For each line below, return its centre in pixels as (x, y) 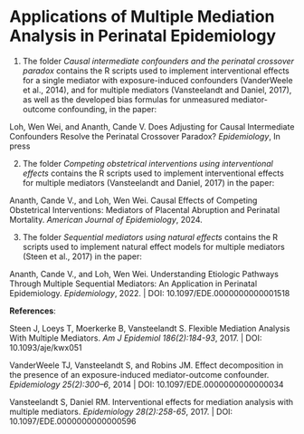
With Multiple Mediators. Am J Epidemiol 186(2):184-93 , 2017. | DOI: (136, 338)
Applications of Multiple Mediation (142, 17)
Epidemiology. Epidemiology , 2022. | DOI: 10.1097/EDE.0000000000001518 (150, 293)
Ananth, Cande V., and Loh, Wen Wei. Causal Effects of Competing (133, 200)
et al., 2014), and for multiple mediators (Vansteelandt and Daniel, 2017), (157, 90)
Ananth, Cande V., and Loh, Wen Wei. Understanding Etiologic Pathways (144, 274)
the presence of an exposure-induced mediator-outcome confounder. (139, 374)
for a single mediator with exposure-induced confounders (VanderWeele (157, 80)
